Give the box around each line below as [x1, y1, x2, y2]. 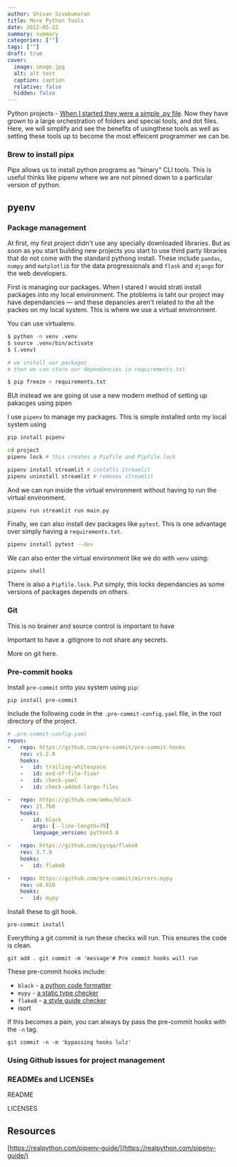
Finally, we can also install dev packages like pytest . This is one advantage [7, 520, 227, 528]
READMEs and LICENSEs [7, 1075, 94, 1085]
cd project [7, 447, 40, 454]
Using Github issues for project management [7, 1055, 165, 1065]
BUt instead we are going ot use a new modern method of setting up [7, 392, 208, 400]
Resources [7, 1124, 56, 1137]
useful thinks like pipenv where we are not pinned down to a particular [7, 173, 213, 182]
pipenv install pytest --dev [7, 541, 94, 548]
